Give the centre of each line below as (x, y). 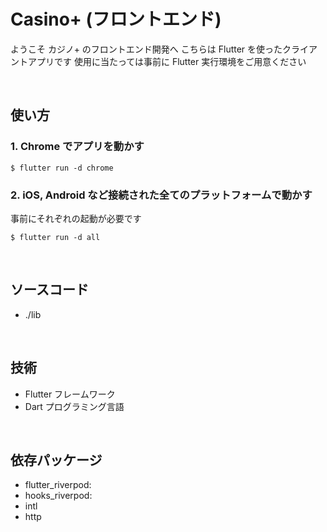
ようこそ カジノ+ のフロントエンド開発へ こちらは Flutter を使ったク (151, 49)
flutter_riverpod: (58, 485)
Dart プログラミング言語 (74, 406)
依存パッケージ (56, 460)
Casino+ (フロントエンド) (116, 19)
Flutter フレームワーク (70, 394)
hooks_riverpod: (58, 496)
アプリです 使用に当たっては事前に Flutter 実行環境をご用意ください (167, 61)
